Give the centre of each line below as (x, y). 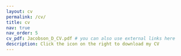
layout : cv (19, 11)
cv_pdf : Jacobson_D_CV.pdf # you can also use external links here (91, 38)
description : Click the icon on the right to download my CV (83, 44)
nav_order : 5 (22, 33)
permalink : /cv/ (26, 17)
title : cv (18, 22)
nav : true (18, 28)
